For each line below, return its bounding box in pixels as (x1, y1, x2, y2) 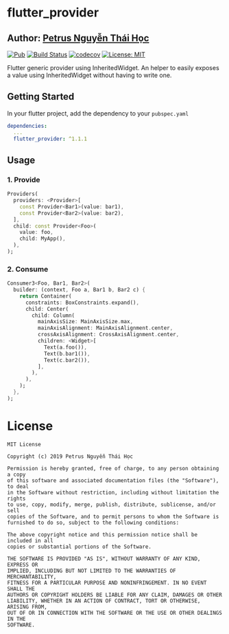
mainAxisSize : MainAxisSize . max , (37, 318, 134, 325)
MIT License (7, 441, 41, 448)
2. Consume (7, 264, 49, 274)
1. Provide (7, 175, 40, 184)
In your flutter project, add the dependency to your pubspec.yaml (7, 109, 189, 118)
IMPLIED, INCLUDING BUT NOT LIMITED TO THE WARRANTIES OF (7, 567, 176, 574)
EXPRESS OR (7, 561, 38, 568)
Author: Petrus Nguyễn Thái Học (7, 32, 149, 44)
